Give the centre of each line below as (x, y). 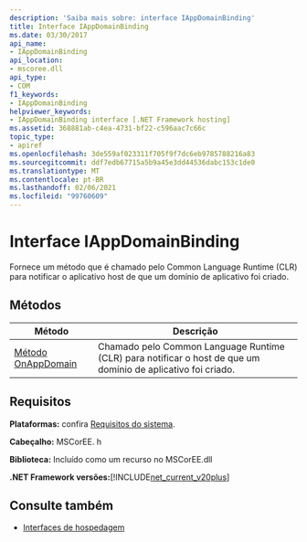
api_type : (28, 78)
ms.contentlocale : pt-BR (57, 179)
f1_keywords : (34, 94)
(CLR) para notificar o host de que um (179, 357)
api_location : (37, 60)
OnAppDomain (46, 364)
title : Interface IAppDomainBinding (79, 27)
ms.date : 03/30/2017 (49, 35)
